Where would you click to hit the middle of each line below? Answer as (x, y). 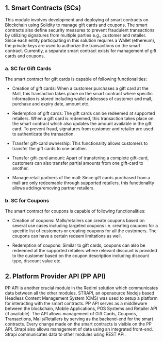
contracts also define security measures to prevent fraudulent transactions (80, 30)
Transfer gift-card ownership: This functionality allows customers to (80, 143)
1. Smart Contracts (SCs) (43, 8)
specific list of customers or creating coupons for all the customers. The (84, 231)
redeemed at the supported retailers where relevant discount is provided (85, 251)
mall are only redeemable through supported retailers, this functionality (83, 183)
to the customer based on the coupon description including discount (81, 256)
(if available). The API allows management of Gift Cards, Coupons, (71, 314)
